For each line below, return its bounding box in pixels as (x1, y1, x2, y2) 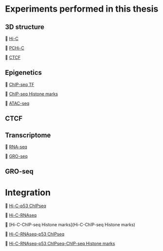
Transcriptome (5, 131, 51, 139)
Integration (5, 187, 51, 198)
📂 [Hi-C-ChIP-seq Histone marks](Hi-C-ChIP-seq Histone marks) (5, 222, 135, 228)
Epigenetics (5, 69, 42, 77)
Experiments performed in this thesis (5, 3, 159, 15)
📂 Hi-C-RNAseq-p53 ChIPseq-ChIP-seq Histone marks (5, 241, 115, 247)
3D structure (5, 23, 45, 31)
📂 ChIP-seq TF (5, 81, 35, 87)
